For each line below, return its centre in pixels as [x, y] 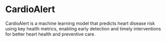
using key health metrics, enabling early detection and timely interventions [83, 28]
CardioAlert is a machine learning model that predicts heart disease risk [80, 23]
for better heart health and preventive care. [50, 34]
